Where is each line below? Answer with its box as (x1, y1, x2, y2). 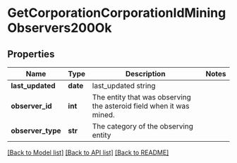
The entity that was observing (92, 92, 192, 102)
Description (125, 69, 166, 78)
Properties (7, 48, 55, 60)
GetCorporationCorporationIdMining (7, 5, 226, 21)
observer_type (11, 126, 61, 135)
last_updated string (92, 81, 156, 90)
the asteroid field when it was (92, 101, 190, 111)
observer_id (11, 101, 52, 111)
